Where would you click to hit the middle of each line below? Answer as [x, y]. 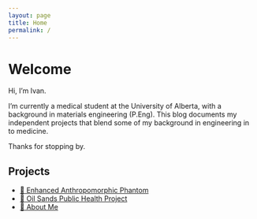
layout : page [30, 15]
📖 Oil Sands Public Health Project [73, 199]
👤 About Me [39, 207]
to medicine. [28, 132]
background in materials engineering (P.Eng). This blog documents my [123, 114]
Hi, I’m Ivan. [27, 91]
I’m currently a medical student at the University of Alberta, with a [115, 106]
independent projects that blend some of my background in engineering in [129, 123]
